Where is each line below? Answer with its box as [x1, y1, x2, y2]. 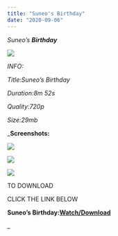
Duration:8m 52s [7, 89, 56, 97]
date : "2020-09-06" [7, 17, 64, 24]
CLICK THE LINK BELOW [7, 194, 78, 203]
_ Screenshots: [7, 129, 50, 137]
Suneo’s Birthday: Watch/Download [7, 208, 111, 217]
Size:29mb [7, 116, 38, 124]
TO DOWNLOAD [7, 181, 53, 190]
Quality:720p [7, 102, 45, 111]
